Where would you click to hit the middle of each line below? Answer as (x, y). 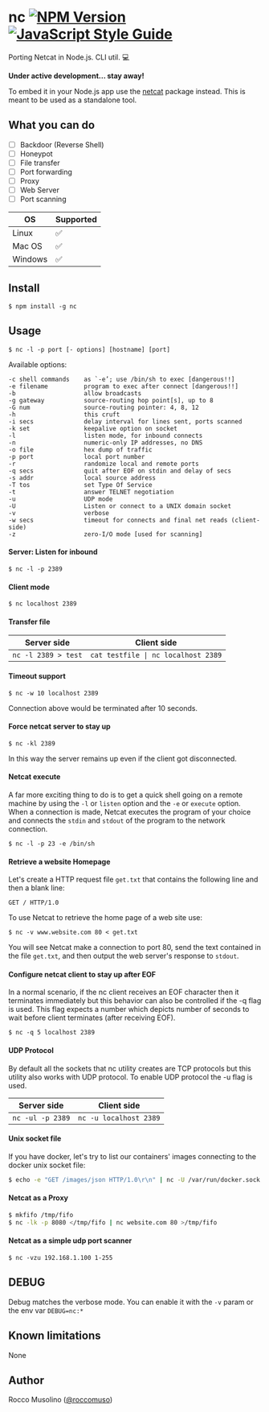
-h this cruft (64, 415)
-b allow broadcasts (75, 393)
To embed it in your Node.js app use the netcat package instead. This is (127, 91)
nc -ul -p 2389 (41, 1118)
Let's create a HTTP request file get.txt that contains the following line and (133, 879)
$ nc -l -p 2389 (35, 569)
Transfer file (29, 621)
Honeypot (37, 154)
